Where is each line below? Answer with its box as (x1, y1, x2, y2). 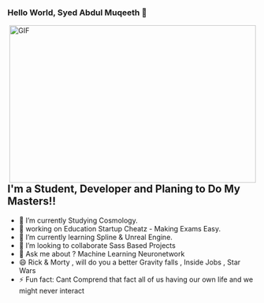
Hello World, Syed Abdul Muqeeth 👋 (7, 7, 147, 18)
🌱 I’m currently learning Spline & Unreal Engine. (18, 232, 173, 242)
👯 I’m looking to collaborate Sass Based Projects (18, 240, 177, 250)
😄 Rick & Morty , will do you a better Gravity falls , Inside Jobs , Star (18, 257, 241, 267)
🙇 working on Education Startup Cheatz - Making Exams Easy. (18, 224, 221, 233)
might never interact (18, 286, 84, 295)
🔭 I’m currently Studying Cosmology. (18, 216, 139, 225)
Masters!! (7, 194, 57, 208)
